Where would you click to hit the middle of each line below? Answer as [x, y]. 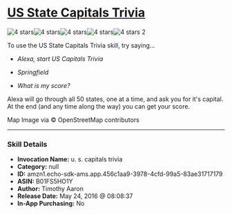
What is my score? [43, 85]
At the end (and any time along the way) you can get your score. [99, 106]
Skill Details [27, 144]
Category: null [38, 167]
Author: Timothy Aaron [50, 189]
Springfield [33, 72]
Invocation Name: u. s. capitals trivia [70, 159]
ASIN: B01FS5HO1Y [45, 181]
